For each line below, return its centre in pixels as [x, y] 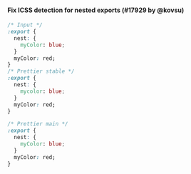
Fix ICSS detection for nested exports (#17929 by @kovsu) [96, 10]
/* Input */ [25, 25]
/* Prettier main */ [38, 124]
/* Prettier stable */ [41, 71]
